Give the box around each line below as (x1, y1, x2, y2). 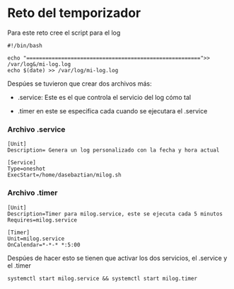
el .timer (7, 261, 32, 270)
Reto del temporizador (7, 5, 141, 21)
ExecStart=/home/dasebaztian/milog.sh (7, 171, 122, 178)
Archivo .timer (7, 188, 58, 198)
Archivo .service (7, 124, 66, 134)
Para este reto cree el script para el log (7, 28, 121, 37)
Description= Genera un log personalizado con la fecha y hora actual (7, 147, 220, 154)
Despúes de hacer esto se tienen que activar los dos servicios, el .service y (7, 254, 228, 262)
